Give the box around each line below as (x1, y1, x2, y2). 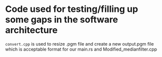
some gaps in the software (5, 14, 118, 25)
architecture (5, 25, 58, 36)
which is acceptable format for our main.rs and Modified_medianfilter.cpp (5, 46, 157, 52)
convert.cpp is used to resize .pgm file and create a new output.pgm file (5, 41, 154, 47)
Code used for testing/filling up (5, 3, 138, 15)
